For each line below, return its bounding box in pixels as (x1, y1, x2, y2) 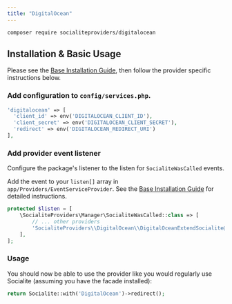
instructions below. (7, 74, 61, 82)
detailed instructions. (7, 192, 67, 201)
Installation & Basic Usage (7, 48, 122, 59)
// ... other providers (32, 219, 100, 225)
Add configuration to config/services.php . (7, 91, 151, 101)
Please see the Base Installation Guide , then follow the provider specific (7, 66, 211, 74)
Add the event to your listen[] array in (7, 177, 119, 186)
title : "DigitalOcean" (7, 10, 72, 17)
